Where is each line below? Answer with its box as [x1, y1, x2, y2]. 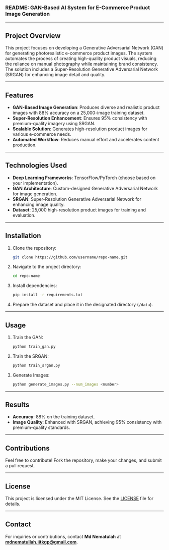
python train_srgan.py [12, 363, 60, 368]
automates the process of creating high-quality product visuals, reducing [5, 56, 157, 62]
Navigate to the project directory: [12, 264, 81, 270]
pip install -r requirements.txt [12, 292, 83, 298]
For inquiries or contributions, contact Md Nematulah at [5, 533, 121, 539]
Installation [5, 232, 41, 240]
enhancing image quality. [12, 201, 65, 207]
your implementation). [12, 180, 59, 186]
